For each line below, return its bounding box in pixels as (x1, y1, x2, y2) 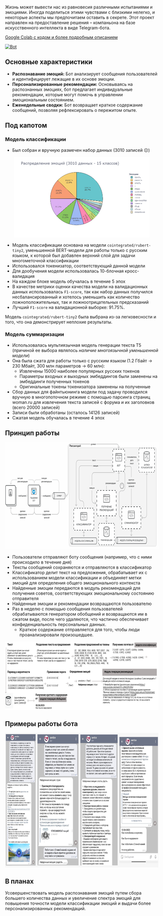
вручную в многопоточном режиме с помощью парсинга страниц (12, 394, 150, 400)
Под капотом (5, 122, 47, 130)
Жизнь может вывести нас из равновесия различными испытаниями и (5, 4, 153, 10)
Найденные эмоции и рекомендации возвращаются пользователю (12, 601, 152, 606)
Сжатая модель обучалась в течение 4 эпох (12, 415, 105, 420)
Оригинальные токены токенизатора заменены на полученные (19, 383, 151, 390)
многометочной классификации (12, 257, 79, 263)
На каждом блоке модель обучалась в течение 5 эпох (12, 278, 126, 284)
